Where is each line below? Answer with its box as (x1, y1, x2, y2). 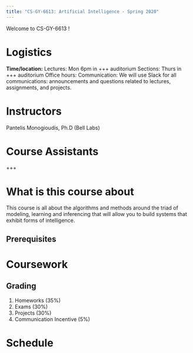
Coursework (6, 257, 68, 271)
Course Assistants (6, 145, 99, 158)
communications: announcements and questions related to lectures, (6, 77, 171, 84)
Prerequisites (6, 234, 56, 244)
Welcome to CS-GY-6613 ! (6, 25, 70, 32)
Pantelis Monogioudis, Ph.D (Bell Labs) (6, 124, 100, 131)
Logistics (6, 45, 52, 59)
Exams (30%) (14, 303, 48, 310)
